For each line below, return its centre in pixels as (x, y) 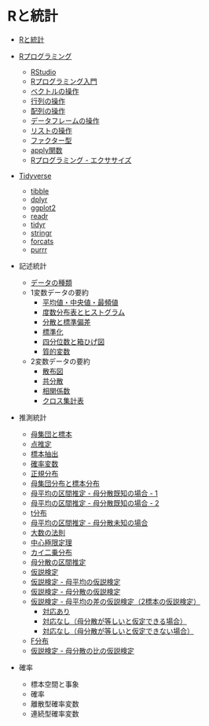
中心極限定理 (51, 542)
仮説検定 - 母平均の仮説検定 (75, 582)
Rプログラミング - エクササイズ (81, 160)
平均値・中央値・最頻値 (80, 302)
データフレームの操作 (65, 120)
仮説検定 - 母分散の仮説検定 (75, 591)
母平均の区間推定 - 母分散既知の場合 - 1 (94, 493)
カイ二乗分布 (51, 552)
